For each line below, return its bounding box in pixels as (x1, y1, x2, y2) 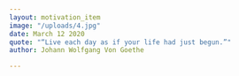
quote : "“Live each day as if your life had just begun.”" (9, 37, 232, 47)
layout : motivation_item (9, 12, 101, 22)
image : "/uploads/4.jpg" (9, 21, 101, 30)
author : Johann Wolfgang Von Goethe (9, 46, 144, 55)
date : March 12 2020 (9, 29, 86, 38)
